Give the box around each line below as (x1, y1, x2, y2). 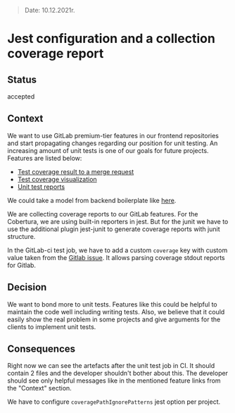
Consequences (7, 343, 76, 355)
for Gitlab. (7, 261, 37, 269)
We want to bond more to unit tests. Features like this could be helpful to (7, 300, 217, 309)
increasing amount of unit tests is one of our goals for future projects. (7, 146, 209, 154)
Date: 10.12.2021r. (24, 6, 75, 14)
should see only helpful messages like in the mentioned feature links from (7, 376, 221, 385)
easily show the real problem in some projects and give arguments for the (7, 315, 221, 323)
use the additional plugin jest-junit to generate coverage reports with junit (7, 225, 220, 233)
